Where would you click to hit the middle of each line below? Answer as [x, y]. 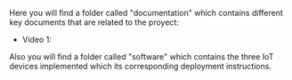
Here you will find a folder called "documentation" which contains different [146, 13]
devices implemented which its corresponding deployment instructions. [140, 66]
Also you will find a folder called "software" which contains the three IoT [142, 56]
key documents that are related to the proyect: [94, 22]
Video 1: [36, 40]
